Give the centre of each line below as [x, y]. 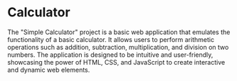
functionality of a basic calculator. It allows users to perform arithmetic [111, 39]
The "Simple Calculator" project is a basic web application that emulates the [119, 32]
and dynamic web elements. [49, 70]
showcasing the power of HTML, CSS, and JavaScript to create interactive [116, 62]
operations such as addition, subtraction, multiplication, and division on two [118, 47]
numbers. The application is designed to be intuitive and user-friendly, [110, 55]
